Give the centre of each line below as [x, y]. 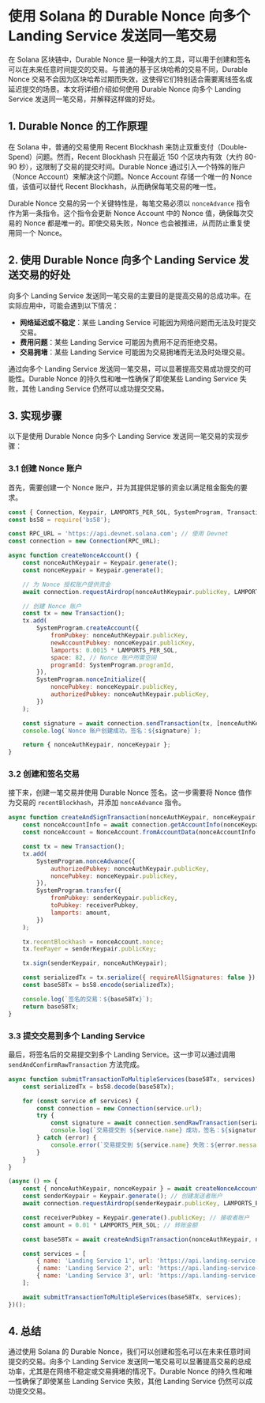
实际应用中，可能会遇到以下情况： [63, 305]
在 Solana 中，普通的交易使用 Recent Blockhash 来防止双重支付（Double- [128, 146]
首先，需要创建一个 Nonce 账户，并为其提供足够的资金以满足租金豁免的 [125, 487]
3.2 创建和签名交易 [44, 774]
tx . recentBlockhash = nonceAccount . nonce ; [93, 942]
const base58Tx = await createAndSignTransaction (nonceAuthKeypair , [137, 1239]
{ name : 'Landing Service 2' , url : [95, 1269]
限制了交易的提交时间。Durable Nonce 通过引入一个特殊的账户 [144, 166]
